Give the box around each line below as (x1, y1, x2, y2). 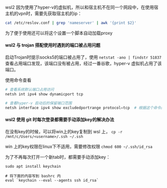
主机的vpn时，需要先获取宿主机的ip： (5, 10, 82, 16)
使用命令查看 (5, 77, 31, 83)
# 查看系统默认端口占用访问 (5, 87, 55, 92)
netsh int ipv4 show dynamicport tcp (5, 91, 83, 97)
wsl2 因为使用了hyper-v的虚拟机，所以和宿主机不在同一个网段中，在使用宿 (5, 4, 159, 10)
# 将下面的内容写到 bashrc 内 (5, 173, 61, 179)
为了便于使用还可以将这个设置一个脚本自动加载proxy (5, 30, 113, 36)
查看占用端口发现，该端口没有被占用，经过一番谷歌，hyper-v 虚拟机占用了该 (5, 61, 162, 66)
